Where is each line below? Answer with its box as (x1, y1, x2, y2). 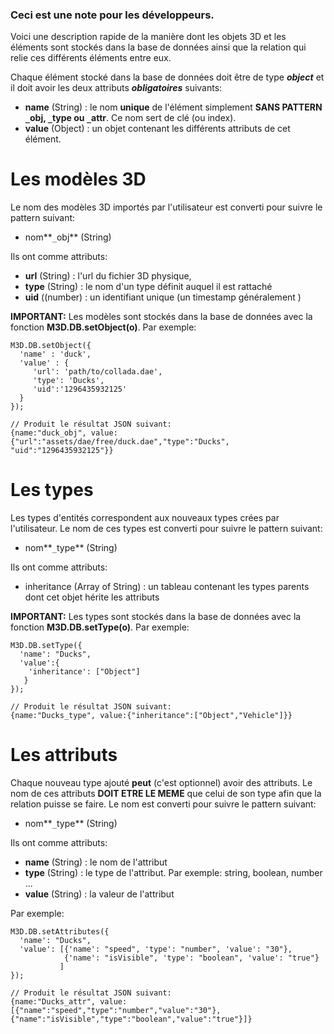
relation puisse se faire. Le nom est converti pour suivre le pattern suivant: (10, 798, 317, 810)
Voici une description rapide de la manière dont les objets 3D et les (10, 31, 287, 43)
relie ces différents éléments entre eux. (10, 52, 172, 64)
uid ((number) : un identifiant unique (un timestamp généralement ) (24, 291, 302, 303)
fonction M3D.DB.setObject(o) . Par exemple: (10, 321, 197, 333)
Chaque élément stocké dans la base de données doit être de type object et (10, 71, 325, 83)
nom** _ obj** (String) (24, 231, 112, 243)
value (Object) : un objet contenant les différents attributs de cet (24, 123, 291, 135)
